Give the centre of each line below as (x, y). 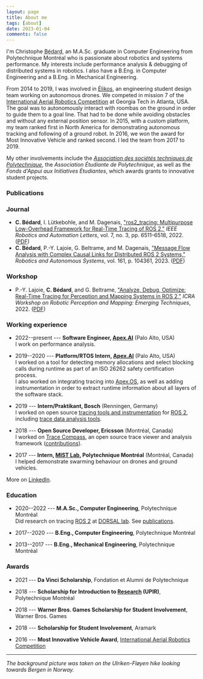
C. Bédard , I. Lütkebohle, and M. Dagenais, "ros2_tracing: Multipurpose (104, 222)
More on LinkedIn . (29, 479)
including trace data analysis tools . (58, 419)
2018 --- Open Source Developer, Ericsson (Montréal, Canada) (94, 430)
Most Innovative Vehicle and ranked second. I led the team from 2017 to (95, 140)
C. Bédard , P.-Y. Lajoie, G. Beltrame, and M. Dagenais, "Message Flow (102, 248)
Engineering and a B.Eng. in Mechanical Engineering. (72, 77)
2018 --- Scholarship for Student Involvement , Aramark (85, 628)
